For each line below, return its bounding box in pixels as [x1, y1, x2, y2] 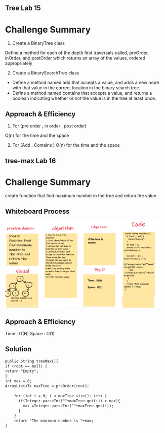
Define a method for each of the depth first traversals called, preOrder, [5, 50, 149, 56]
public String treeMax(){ [5, 359, 58, 364]
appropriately [5, 61, 33, 66]
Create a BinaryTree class [12, 40, 65, 46]
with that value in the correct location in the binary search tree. [12, 85, 141, 91]
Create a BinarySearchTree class [12, 70, 79, 76]
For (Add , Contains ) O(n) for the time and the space [12, 142, 120, 148]
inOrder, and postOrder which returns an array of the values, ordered [5, 55, 146, 61]
